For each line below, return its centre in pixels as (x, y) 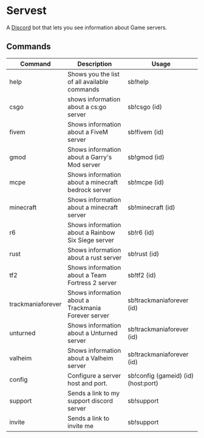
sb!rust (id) (143, 253)
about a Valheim (90, 358)
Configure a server (94, 375)
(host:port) (143, 383)
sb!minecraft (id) (151, 207)
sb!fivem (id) (145, 132)
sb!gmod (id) (146, 157)
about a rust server (95, 258)
